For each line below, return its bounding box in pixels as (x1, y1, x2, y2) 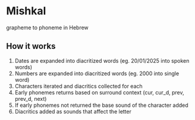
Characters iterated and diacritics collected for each (14, 82, 143, 90)
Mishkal (6, 4, 46, 18)
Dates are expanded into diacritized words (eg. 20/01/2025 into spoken (14, 57, 190, 64)
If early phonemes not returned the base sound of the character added (14, 101, 188, 109)
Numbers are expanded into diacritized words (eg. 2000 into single (14, 70, 180, 77)
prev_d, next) (14, 95, 47, 102)
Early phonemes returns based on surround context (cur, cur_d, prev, (14, 88, 184, 96)
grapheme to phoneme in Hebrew (6, 24, 89, 31)
